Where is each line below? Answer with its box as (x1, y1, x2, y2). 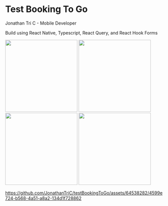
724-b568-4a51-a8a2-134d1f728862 (5, 195, 82, 201)
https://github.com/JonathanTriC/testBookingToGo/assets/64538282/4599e (5, 189, 163, 196)
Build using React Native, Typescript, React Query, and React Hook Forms (5, 30, 158, 36)
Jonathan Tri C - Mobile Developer (5, 20, 77, 26)
